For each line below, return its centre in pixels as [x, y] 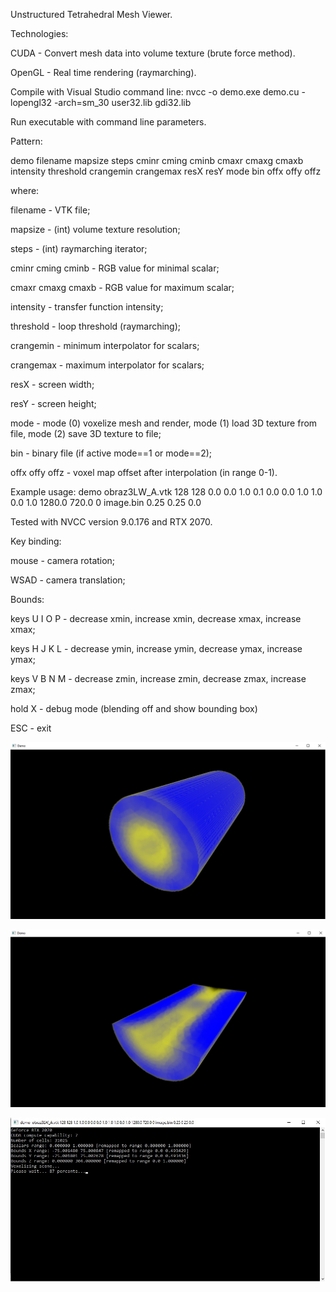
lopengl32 [31, 102]
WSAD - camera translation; [68, 580]
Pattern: [26, 141]
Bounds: [27, 599]
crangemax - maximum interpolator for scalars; [107, 365]
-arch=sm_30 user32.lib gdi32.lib [122, 102]
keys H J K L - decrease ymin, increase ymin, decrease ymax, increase [156, 648]
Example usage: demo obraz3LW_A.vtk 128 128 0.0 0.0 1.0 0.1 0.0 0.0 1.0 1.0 [166, 492]
